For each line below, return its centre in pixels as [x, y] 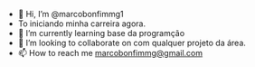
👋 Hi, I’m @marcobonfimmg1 [71, 14]
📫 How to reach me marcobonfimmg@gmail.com [110, 53]
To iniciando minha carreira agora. [82, 24]
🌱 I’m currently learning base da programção [101, 33]
